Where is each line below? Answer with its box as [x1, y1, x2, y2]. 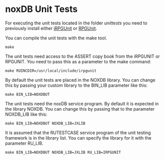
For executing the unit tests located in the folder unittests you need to [5, 20, 148, 26]
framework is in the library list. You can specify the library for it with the [5, 135, 152, 141]
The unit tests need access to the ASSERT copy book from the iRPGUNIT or [5, 53, 160, 59]
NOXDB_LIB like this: [5, 111, 48, 117]
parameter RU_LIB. [5, 140, 44, 146]
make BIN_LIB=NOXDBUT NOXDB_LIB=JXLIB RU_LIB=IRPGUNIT [5, 150, 121, 155]
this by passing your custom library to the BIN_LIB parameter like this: [5, 82, 148, 88]
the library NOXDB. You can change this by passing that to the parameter [5, 106, 155, 112]
